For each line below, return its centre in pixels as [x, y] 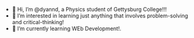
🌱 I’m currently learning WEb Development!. [66, 28]
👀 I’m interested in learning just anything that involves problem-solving [100, 16]
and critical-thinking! [38, 22]
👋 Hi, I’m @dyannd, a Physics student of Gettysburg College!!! [89, 9]
